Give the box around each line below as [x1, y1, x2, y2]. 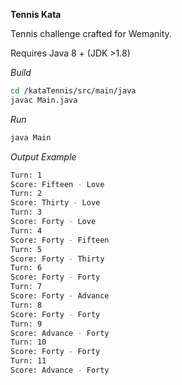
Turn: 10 [10, 337, 47, 348]
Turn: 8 [10, 300, 43, 310]
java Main [10, 132, 52, 143]
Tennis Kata [10, 9, 62, 20]
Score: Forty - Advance [10, 291, 110, 301]
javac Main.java [10, 95, 78, 105]
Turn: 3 [10, 207, 43, 218]
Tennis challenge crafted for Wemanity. [10, 28, 172, 39]
